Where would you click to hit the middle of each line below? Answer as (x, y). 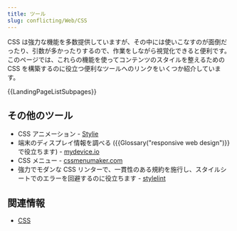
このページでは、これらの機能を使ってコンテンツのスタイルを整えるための (116, 59)
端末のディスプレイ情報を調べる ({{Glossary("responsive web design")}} (123, 143)
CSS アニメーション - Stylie (58, 134)
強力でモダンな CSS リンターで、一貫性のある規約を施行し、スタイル (119, 170)
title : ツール (27, 14)
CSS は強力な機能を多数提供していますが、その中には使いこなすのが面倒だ (117, 42)
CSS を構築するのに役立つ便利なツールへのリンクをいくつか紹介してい (111, 68)
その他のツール (40, 116)
